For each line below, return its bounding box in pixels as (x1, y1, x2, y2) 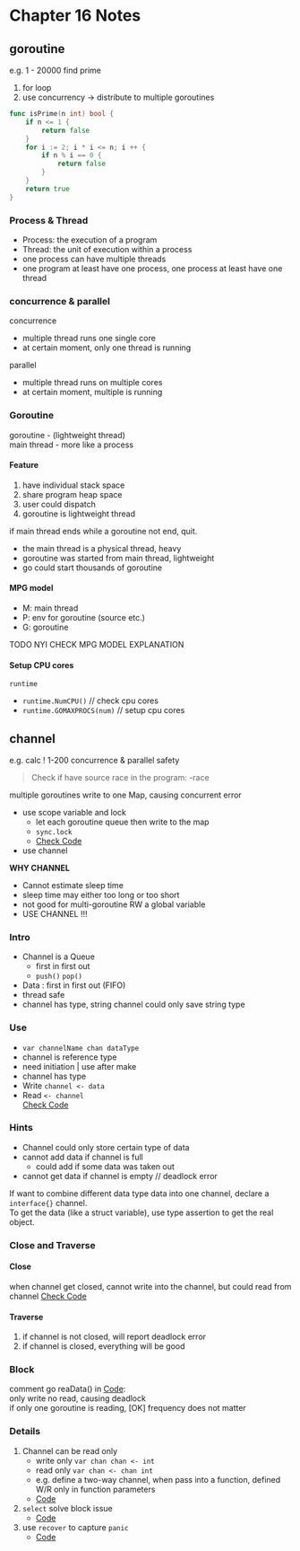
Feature (9, 460, 39, 471)
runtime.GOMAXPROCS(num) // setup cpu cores (21, 705, 185, 716)
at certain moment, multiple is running (21, 387, 163, 398)
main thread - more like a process (9, 439, 134, 450)
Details (9, 1425, 41, 1438)
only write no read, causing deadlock (9, 1393, 146, 1404)
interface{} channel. (9, 1197, 88, 1208)
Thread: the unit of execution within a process (21, 243, 193, 254)
